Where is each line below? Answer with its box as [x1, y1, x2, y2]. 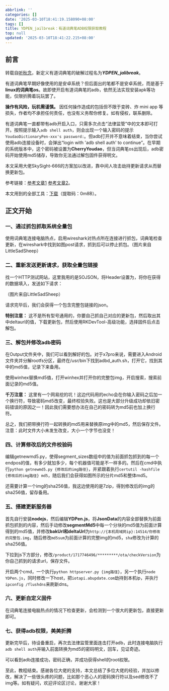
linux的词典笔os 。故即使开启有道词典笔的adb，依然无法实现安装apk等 [5, 87, 151, 93]
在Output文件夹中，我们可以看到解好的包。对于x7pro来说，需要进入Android [5, 351, 162, 357]
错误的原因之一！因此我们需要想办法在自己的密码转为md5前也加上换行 [9, 404, 156, 410]
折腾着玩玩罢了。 [22, 93, 58, 99]
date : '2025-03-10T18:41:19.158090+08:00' [5, 17, 96, 22]
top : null [5, 31, 26, 36]
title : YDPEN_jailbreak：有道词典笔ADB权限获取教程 [5, 26, 107, 31]
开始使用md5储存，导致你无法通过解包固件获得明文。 [9, 152, 121, 158]
